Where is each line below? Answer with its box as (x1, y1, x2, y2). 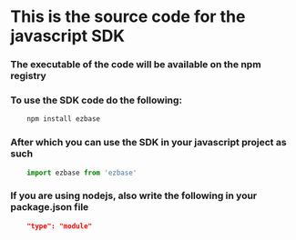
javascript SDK (10, 25, 126, 46)
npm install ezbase (26, 115, 101, 124)
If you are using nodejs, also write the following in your (10, 189, 258, 202)
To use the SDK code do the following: (10, 94, 183, 106)
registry (10, 70, 46, 83)
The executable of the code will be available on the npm (10, 58, 262, 71)
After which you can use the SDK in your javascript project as (10, 136, 287, 149)
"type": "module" (26, 221, 93, 231)
